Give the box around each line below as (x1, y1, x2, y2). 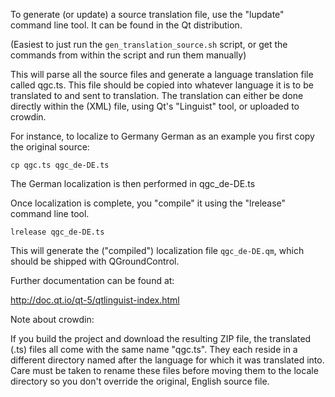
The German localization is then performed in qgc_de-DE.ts (10, 178, 256, 189)
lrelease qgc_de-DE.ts (10, 227, 105, 237)
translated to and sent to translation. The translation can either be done (10, 90, 304, 101)
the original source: (10, 141, 90, 153)
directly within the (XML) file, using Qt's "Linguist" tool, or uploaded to (10, 100, 300, 112)
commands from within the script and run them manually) (10, 49, 247, 61)
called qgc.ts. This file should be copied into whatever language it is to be (10, 79, 314, 91)
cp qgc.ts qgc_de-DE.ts (10, 160, 110, 170)
